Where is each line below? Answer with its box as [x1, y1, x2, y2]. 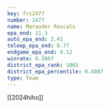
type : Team [7, 74, 39, 82]
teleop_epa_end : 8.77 [7, 42, 70, 49]
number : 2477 [7, 17, 45, 24]
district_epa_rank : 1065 [7, 62, 79, 69]
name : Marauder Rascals [7, 23, 76, 30]
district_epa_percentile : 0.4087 [7, 68, 104, 75]
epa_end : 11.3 [7, 29, 48, 37]
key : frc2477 [7, 10, 45, 17]
